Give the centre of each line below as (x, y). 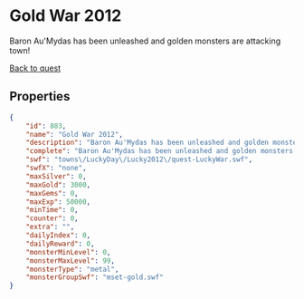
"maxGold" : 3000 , (58, 185)
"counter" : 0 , (52, 218)
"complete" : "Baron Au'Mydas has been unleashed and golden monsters (160, 151)
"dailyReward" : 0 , (60, 244)
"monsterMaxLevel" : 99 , (71, 260)
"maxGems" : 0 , (52, 193)
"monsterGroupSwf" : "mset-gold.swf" (95, 277)
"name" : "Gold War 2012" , (75, 134)
